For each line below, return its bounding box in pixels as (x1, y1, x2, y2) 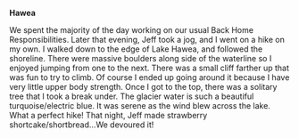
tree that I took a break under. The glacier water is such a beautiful (9, 91, 254, 101)
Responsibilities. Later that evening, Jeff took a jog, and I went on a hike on (9, 35, 286, 45)
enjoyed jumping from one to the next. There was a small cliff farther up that (9, 62, 290, 73)
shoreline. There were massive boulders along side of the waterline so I (9, 53, 272, 63)
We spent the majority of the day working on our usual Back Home (9, 25, 254, 35)
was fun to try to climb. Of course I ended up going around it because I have (9, 72, 290, 83)
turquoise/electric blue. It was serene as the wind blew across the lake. (9, 101, 270, 110)
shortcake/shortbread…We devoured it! (9, 119, 154, 130)
